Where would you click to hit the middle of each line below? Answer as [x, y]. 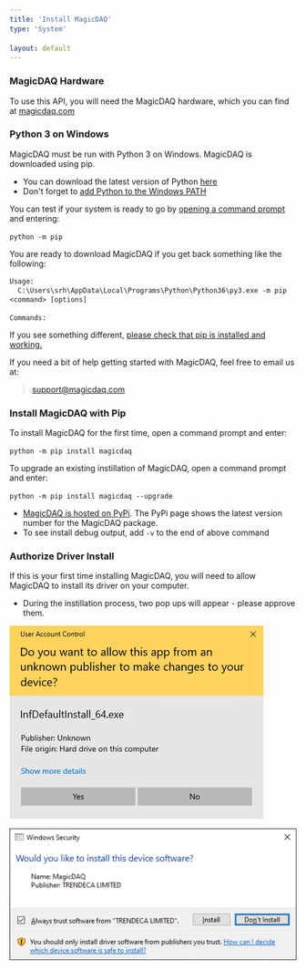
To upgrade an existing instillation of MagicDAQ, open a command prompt [148, 469]
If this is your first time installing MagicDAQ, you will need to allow [133, 576]
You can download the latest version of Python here [120, 181]
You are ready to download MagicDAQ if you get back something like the [146, 253]
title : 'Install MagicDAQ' [61, 19]
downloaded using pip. [52, 163]
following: [28, 263]
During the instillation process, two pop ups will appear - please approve [159, 604]
